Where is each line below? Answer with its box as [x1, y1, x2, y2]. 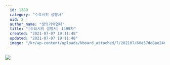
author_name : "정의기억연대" [10, 21, 65, 27]
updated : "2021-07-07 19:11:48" [10, 36, 78, 41]
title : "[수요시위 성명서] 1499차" [10, 26, 76, 31]
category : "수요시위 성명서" [10, 12, 64, 17]
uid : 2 [10, 17, 24, 22]
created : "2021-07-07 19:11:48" [10, 31, 78, 36]
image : [10, 41, 24, 46]
